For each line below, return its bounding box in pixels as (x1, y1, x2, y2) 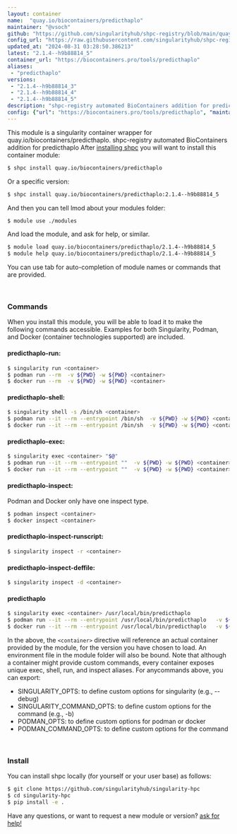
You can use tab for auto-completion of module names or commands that (7, 263, 221, 272)
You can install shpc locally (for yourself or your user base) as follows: (7, 772, 212, 780)
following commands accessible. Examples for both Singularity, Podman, (7, 326, 219, 334)
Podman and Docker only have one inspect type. (7, 497, 150, 506)
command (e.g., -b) (17, 709, 75, 717)
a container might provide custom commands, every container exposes (7, 658, 214, 667)
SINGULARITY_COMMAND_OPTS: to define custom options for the (17, 702, 212, 710)
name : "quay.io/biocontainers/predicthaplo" (7, 17, 143, 24)
